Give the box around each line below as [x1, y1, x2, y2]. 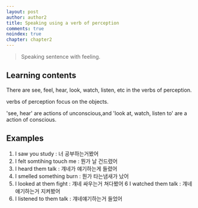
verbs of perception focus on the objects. [6, 98, 109, 105]
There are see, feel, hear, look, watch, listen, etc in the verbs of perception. [6, 86, 192, 94]
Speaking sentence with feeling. [20, 53, 101, 60]
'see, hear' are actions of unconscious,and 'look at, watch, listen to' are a [6, 109, 187, 117]
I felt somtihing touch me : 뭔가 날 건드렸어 [14, 157, 118, 165]
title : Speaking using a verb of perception [6, 20, 119, 26]
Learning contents [6, 70, 77, 81]
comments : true [6, 25, 44, 32]
